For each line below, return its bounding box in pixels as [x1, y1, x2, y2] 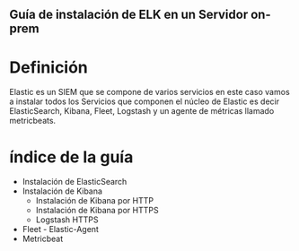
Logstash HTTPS [35, 214, 99, 225]
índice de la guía [9, 147, 134, 167]
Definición [9, 57, 88, 77]
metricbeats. [9, 116, 57, 126]
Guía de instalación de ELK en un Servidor [9, 7, 249, 22]
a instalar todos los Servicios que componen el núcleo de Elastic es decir [9, 96, 280, 107]
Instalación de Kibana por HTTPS [35, 205, 159, 216]
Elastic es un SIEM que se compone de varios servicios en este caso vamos [9, 87, 290, 98]
